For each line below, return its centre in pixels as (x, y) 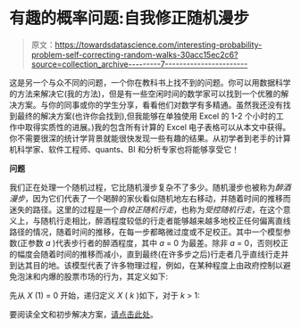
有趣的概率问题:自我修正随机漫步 (130, 18)
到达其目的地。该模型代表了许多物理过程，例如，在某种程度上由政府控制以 (146, 265)
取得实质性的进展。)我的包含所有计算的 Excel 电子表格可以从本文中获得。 (158, 127)
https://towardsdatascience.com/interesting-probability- (159, 45)
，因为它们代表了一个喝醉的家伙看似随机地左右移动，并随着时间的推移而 (158, 198)
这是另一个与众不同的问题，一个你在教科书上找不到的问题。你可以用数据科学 (150, 82)
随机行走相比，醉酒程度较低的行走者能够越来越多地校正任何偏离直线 (165, 220)
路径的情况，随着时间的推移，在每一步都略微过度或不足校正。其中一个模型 (146, 232)
